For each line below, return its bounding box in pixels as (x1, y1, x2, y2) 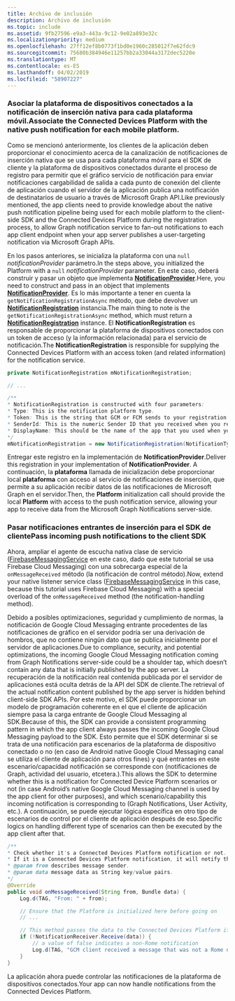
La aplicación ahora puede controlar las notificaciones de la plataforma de (7, 972, 222, 981)
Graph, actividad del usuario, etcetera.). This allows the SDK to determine (7, 770, 218, 778)
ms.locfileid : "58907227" (7, 75, 83, 83)
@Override (7, 882, 36, 889)
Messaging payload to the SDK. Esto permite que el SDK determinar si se (7, 732, 218, 741)
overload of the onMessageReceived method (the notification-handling (7, 592, 205, 600)
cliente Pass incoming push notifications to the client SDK (7, 531, 206, 541)
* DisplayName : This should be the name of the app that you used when (7, 427, 220, 434)
